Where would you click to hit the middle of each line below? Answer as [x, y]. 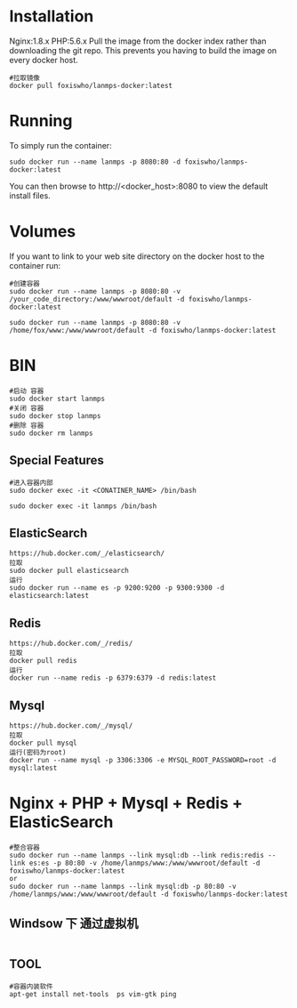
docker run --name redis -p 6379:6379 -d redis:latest [113, 678]
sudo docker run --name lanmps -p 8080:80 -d [95, 162]
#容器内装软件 [31, 986]
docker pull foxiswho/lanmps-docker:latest [91, 85]
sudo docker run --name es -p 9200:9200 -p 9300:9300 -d [117, 588]
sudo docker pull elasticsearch [69, 571]
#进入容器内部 [31, 482]
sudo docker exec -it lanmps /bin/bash [83, 506]
